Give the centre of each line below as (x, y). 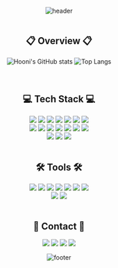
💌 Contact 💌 (59, 226)
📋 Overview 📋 (59, 41)
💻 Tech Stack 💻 (59, 99)
